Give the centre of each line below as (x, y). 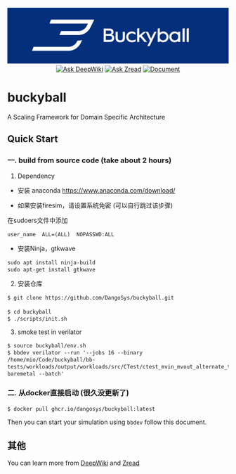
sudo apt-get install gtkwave (52, 270)
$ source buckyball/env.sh (47, 346)
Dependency (36, 176)
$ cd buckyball (29, 312)
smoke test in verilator (50, 332)
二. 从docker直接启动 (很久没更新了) (68, 393)
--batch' (51, 374)
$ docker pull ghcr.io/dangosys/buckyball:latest (81, 409)
